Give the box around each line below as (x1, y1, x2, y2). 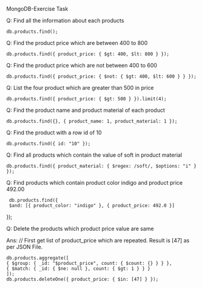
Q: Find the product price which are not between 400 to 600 (6, 62, 158, 69)
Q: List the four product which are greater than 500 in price (6, 84, 154, 91)
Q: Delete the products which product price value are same (6, 225, 154, 232)
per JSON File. (6, 243, 43, 250)
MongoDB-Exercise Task (6, 5, 69, 12)
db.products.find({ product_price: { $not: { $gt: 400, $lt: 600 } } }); (6, 74, 197, 80)
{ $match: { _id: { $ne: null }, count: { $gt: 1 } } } (6, 266, 150, 272)
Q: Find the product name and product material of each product (6, 106, 165, 114)
